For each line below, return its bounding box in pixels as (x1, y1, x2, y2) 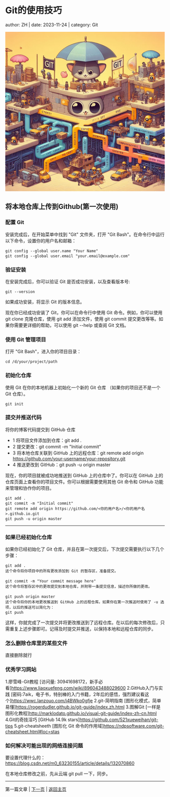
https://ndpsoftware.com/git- (103, 723, 164, 729)
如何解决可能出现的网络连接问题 (5, 742, 83, 749)
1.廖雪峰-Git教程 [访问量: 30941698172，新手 (5, 679, 99, 685)
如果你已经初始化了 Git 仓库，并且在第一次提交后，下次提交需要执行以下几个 (5, 546, 164, 552)
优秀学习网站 (5, 666, 37, 673)
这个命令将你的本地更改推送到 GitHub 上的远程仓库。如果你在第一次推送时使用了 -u (5, 600, 158, 605)
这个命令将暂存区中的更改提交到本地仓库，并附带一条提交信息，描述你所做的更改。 (5, 584, 152, 590)
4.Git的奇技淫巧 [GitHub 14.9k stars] (5, 717, 80, 723)
